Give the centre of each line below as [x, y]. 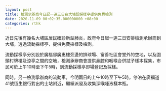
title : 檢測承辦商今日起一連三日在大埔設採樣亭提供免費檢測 [59, 14]
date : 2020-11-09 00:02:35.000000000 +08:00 [52, 19]
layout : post [19, 10]
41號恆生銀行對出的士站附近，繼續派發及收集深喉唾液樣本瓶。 [68, 84]
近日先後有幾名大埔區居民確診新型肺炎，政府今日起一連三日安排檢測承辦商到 [83, 38]
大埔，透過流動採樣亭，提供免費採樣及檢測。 [51, 44]
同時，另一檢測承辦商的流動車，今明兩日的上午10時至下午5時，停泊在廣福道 [82, 77]
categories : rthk [23, 23]
